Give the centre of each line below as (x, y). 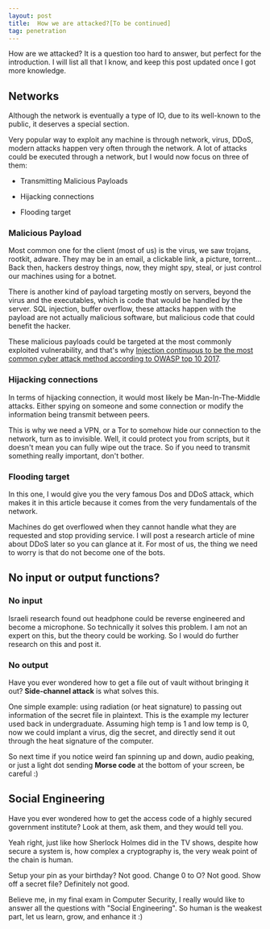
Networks (33, 96)
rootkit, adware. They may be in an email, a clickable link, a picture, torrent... (135, 259)
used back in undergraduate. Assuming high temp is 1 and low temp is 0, (129, 724)
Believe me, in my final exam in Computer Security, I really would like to (127, 899)
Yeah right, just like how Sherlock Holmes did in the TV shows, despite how (133, 842)
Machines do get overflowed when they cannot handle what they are (123, 527)
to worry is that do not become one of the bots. (87, 553)
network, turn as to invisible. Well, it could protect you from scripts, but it (129, 438)
